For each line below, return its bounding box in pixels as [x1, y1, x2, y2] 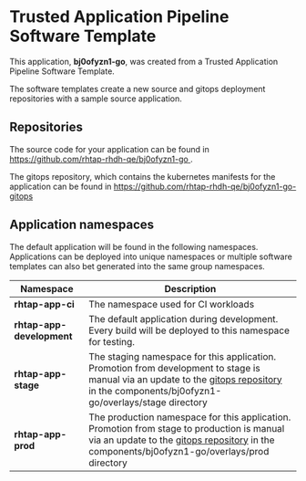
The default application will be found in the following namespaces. [9, 241, 259, 252]
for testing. [87, 335, 135, 348]
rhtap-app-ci [14, 298, 75, 310]
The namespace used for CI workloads [87, 298, 255, 310]
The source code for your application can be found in [9, 143, 209, 154]
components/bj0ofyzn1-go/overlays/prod [87, 444, 270, 457]
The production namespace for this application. [87, 411, 291, 423]
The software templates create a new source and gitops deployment [9, 83, 266, 94]
